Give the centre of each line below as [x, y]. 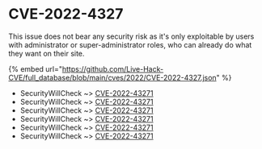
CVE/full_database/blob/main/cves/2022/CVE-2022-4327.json [112, 77]
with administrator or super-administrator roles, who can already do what [130, 44]
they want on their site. [46, 53]
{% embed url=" [36, 68]
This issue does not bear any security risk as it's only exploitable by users [131, 36]
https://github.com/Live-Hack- [113, 68]
